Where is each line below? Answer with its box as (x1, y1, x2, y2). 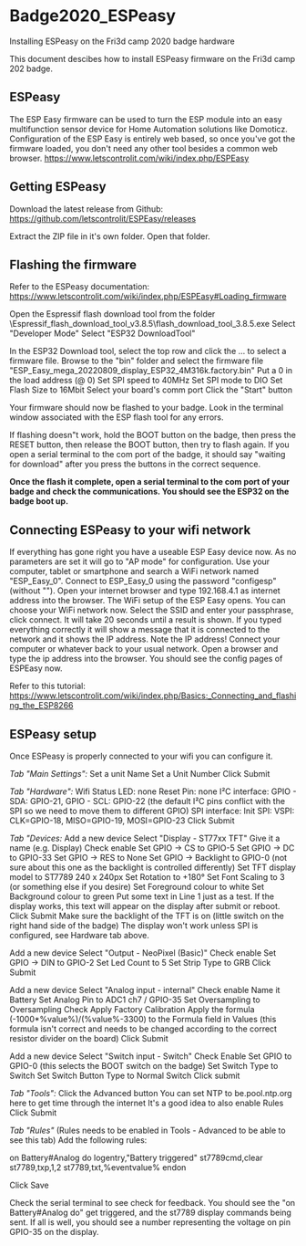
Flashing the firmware (9, 257, 137, 272)
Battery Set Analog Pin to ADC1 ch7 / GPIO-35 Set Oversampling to (9, 994, 261, 1005)
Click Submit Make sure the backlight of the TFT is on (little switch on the (9, 910, 284, 921)
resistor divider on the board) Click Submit (9, 1033, 168, 1043)
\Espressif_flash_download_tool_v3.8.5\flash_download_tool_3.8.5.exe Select (9, 319, 296, 330)
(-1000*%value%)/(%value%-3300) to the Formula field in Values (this (9, 1014, 277, 1024)
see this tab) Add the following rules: (9, 1135, 148, 1146)
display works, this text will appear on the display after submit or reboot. (9, 901, 280, 911)
